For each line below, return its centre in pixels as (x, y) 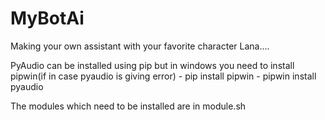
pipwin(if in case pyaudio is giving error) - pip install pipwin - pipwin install (163, 76)
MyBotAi (47, 18)
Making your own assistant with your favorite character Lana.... (140, 46)
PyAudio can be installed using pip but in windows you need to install (152, 65)
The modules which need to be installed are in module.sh (128, 106)
